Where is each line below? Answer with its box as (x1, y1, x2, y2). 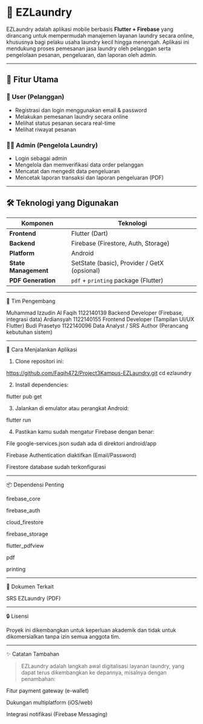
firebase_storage (6, 530, 48, 537)
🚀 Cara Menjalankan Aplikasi (6, 345, 77, 353)
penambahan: (21, 675, 56, 682)
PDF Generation (9, 276, 56, 284)
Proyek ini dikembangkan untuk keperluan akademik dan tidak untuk (6, 626, 176, 634)
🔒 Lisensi (6, 612, 29, 620)
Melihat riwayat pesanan (14, 125, 77, 133)
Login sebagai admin (14, 154, 68, 162)
